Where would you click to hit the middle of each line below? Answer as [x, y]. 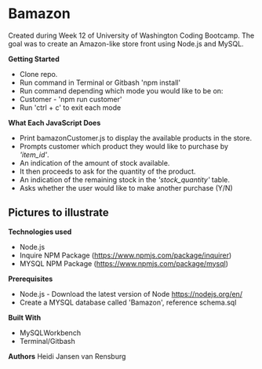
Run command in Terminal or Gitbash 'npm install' [100, 82]
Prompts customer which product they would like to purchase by [124, 146]
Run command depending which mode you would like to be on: [121, 90]
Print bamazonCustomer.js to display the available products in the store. [136, 137]
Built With [25, 317]
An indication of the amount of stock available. [95, 163]
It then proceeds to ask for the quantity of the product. [107, 171]
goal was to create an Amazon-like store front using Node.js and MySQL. [126, 43]
